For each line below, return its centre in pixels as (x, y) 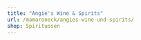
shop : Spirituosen (34, 26)
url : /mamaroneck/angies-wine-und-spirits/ (71, 20)
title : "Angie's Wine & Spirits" (55, 13)
